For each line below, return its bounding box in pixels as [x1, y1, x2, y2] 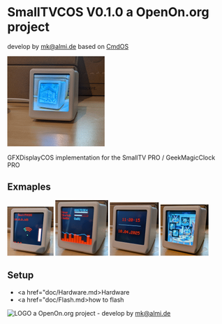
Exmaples [7, 181, 51, 193]
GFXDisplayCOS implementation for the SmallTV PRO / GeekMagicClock [7, 153, 216, 162]
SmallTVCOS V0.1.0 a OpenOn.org [7, 4, 209, 20]
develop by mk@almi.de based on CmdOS [7, 42, 129, 50]
